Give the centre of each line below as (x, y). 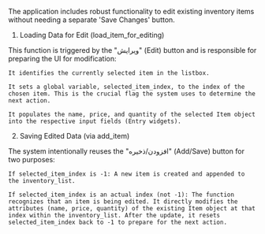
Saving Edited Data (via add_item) (75, 136)
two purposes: (32, 160)
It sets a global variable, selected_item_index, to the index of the (127, 87)
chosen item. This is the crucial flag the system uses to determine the (132, 94)
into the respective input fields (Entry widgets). (95, 121)
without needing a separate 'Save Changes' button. (91, 20)
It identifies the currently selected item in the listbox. (109, 73)
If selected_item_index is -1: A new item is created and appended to (127, 174)
